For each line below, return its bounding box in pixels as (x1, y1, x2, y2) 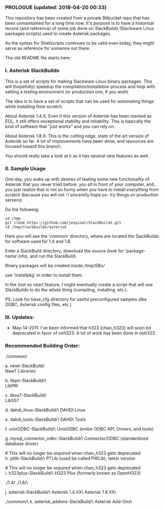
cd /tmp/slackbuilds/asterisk (5, 225, 67, 229)
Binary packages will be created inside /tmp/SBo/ (5, 262, 105, 268)
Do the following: (5, 206, 40, 212)
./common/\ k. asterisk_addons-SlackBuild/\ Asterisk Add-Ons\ (5, 499, 132, 505)
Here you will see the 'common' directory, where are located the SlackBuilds (5, 233, 159, 239)
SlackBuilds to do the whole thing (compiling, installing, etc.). (5, 286, 128, 293)
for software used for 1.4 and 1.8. (5, 238, 71, 244)
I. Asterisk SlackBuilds (5, 67, 60, 74)
